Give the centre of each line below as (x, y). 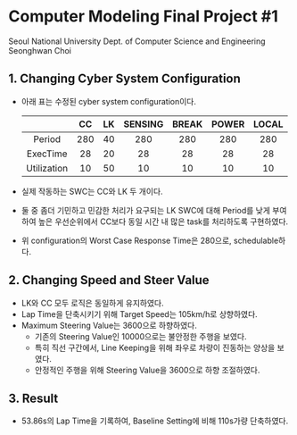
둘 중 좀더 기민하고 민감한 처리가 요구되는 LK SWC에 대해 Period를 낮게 (146, 210)
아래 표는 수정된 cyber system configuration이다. (109, 101)
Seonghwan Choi (40, 50)
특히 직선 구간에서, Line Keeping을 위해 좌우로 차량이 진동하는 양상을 (155, 347)
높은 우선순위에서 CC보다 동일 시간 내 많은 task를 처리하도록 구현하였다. (163, 222)
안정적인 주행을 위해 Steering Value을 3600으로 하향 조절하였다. (147, 370)
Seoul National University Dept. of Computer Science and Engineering (137, 41)
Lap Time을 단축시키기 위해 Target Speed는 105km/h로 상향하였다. (139, 314)
